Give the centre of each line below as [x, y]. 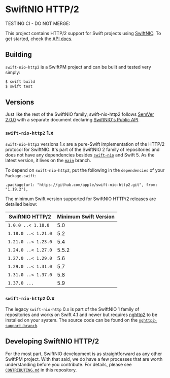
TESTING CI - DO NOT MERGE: [38, 23]
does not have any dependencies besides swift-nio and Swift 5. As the [80, 155]
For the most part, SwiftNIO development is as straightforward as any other [84, 354]
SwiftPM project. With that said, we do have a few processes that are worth [84, 359]
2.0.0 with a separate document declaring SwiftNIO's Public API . [72, 120]
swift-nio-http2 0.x [30, 298]
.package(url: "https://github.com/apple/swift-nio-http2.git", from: [81, 185]
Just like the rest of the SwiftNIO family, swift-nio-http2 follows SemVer [80, 114]
